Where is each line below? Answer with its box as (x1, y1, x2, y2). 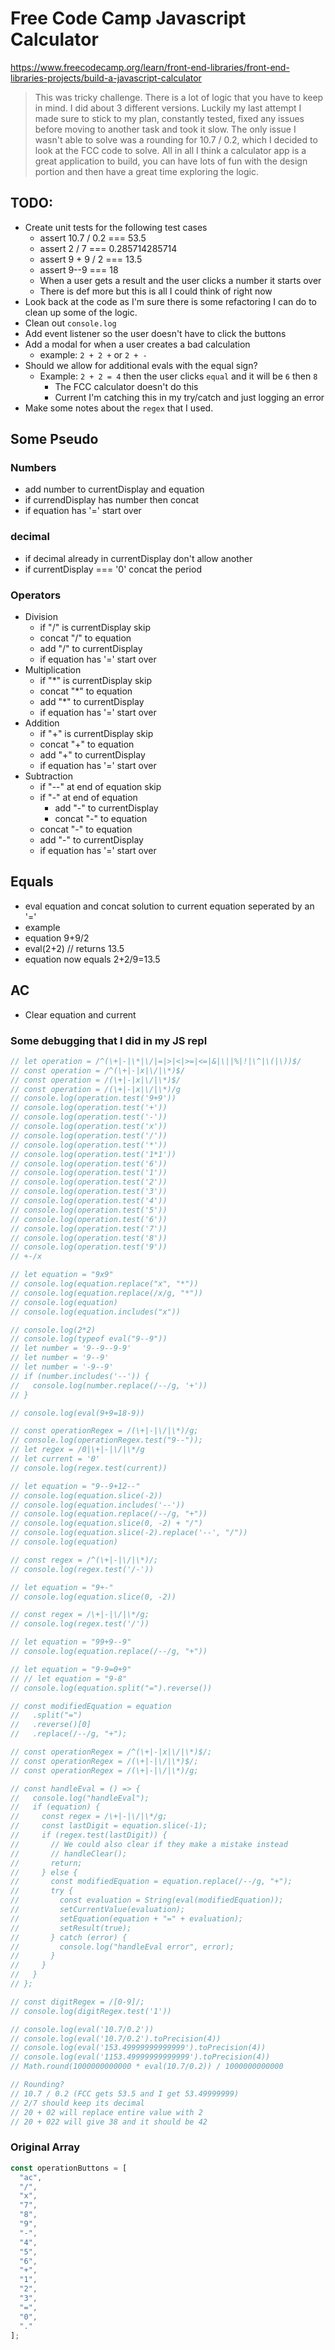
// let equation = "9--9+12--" (10, 1481, 141, 1491)
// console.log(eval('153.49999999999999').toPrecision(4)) (10, 2043, 267, 2053)
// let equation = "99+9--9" (10, 1637, 132, 1647)
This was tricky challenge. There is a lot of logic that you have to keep (34, 91, 324, 103)
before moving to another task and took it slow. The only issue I (34, 123, 297, 135)
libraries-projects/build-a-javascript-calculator (10, 72, 202, 84)
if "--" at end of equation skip (39, 781, 162, 793)
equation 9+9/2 (24, 932, 90, 944)
